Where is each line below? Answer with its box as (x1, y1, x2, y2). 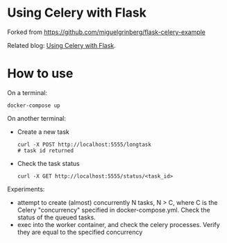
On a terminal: (7, 88, 48, 97)
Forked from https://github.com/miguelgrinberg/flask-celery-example (7, 28, 206, 36)
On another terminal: (7, 114, 66, 122)
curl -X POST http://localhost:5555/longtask (17, 141, 151, 148)
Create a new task (17, 127, 69, 136)
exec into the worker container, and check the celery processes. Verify (17, 220, 220, 228)
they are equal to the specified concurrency (17, 228, 143, 236)
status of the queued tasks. (17, 213, 96, 221)
